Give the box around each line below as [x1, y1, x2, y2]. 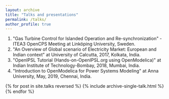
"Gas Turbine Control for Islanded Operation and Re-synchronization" [12, 36, 159, 42]
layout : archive [5, 7, 40, 13]
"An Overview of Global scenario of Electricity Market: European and [12, 46, 157, 52]
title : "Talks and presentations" [5, 12, 79, 17]
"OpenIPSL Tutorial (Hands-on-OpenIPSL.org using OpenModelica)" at [12, 57, 161, 63]
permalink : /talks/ [5, 17, 47, 22]
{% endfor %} [5, 88, 35, 94]
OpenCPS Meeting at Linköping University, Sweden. [26, 41, 136, 47]
